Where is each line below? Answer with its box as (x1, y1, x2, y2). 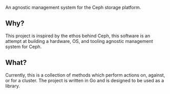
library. (5, 83, 20, 89)
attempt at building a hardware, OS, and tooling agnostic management (5, 38, 154, 44)
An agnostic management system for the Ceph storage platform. (5, 5, 141, 10)
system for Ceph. (5, 43, 42, 50)
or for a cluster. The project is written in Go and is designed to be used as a (5, 77, 164, 83)
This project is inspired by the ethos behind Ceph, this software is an (5, 33, 150, 39)
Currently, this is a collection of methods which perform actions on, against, (5, 72, 165, 78)
